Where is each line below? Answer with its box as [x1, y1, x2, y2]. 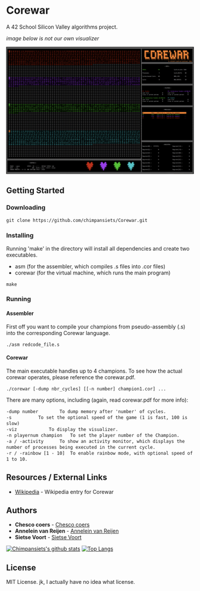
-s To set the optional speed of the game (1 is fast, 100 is [6, 414, 187, 420]
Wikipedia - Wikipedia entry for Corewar [14, 488, 114, 495]
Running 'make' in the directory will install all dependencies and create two [6, 245, 190, 252]
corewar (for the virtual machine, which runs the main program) [14, 269, 171, 276]
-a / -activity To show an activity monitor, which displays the [6, 438, 185, 444]
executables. [6, 251, 37, 258]
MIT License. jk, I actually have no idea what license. [6, 579, 135, 586]
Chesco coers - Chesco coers [14, 521, 90, 529]
